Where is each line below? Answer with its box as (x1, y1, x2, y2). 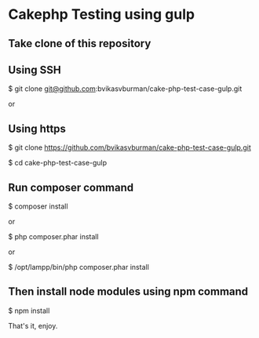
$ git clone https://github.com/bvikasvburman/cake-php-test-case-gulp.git (8, 143, 251, 152)
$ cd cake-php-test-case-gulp (8, 158, 108, 168)
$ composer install (8, 202, 68, 211)
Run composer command (8, 180, 134, 194)
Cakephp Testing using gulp (8, 5, 195, 24)
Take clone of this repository (8, 37, 151, 50)
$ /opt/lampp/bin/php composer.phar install (8, 263, 149, 272)
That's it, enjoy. (8, 321, 58, 330)
